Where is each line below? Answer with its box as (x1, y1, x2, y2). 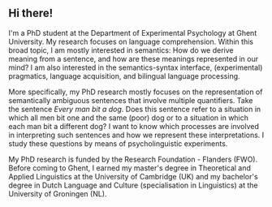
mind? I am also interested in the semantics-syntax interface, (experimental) (8, 63, 263, 72)
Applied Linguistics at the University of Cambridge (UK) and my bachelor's (8, 171, 258, 181)
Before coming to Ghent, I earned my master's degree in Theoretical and (8, 162, 252, 173)
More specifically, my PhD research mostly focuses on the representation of (8, 87, 263, 97)
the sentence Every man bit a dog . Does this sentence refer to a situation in (8, 104, 261, 114)
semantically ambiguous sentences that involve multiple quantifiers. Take (8, 95, 253, 105)
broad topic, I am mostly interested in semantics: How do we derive (8, 45, 234, 55)
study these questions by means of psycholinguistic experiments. (8, 138, 228, 149)
